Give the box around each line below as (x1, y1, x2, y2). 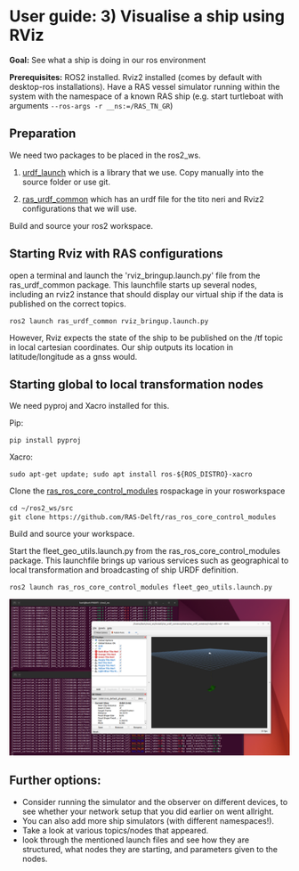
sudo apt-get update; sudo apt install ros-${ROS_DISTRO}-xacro (9, 470, 253, 479)
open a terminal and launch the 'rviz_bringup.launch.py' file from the (9, 270, 261, 281)
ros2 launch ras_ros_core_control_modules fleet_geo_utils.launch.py (9, 583, 273, 592)
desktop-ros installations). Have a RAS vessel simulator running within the (9, 81, 280, 92)
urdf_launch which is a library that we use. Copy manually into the (21, 167, 264, 177)
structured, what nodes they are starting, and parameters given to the (21, 843, 279, 854)
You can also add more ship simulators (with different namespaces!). (21, 815, 274, 826)
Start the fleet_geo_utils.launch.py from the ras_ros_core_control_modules (9, 546, 280, 557)
